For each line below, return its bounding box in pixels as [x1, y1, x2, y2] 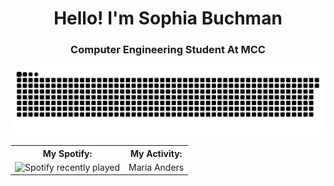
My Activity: [129, 147, 183, 159]
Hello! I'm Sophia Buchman [53, 7, 283, 30]
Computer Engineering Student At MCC [70, 43, 266, 57]
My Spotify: [42, 147, 93, 159]
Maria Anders [128, 161, 185, 173]
